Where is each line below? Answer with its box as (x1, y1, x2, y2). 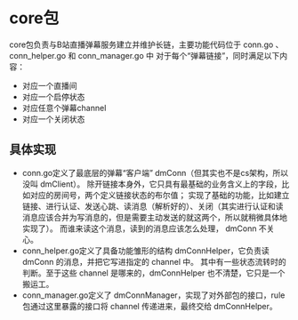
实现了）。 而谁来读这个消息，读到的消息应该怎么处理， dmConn (21, 223, 257, 234)
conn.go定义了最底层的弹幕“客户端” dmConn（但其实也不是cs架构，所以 (21, 167, 289, 178)
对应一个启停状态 (21, 91, 85, 102)
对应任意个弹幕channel (21, 102, 107, 113)
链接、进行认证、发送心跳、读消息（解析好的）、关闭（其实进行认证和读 (21, 201, 284, 212)
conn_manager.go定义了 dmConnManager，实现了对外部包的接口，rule (21, 290, 286, 300)
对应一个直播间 (21, 80, 77, 91)
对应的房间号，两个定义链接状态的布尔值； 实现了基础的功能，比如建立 (29, 189, 290, 200)
